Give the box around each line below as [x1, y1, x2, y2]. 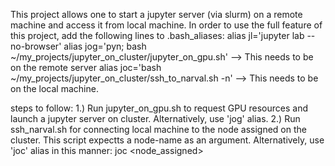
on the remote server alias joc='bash [10, 62, 162, 73]
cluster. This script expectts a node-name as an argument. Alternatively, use [10, 134, 325, 146]
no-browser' [10, 40, 62, 52]
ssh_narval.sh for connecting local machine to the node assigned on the [10, 124, 307, 135]
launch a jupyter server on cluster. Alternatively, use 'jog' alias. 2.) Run [10, 113, 301, 124]
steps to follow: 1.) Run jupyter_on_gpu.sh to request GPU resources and [10, 102, 309, 114]
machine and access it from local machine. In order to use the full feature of [10, 19, 323, 31]
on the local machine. [10, 83, 99, 94]
